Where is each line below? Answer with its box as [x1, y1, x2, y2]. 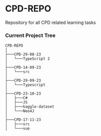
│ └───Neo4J [5, 109, 35, 114]
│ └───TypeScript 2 [5, 56, 50, 61]
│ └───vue [5, 126, 30, 131]
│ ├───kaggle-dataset [5, 104, 55, 110]
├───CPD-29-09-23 [5, 78, 41, 83]
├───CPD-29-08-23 [5, 52, 41, 57]
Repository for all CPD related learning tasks [5, 19, 96, 25]
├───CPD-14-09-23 [5, 65, 41, 70]
